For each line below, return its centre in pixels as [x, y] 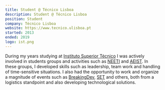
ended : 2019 [17, 38]
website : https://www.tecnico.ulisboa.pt [48, 28]
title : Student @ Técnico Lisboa [39, 10]
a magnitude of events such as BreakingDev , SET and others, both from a [80, 77]
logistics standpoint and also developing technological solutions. [71, 82]
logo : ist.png [20, 42]
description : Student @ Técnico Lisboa [46, 14]
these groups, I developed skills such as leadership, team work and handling [83, 66]
